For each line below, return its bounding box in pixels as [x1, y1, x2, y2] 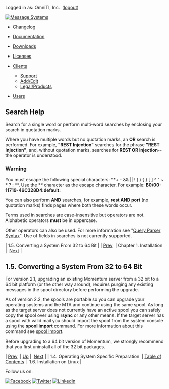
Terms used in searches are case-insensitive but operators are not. [5, 212, 145, 218]
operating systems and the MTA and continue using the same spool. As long [5, 301, 164, 307]
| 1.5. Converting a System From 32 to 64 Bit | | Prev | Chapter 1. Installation [5, 242, 163, 249]
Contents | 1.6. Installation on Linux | [5, 358, 82, 365]
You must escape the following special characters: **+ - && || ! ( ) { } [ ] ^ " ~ [5, 177, 164, 183]
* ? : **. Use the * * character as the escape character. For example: [5, 182, 145, 188]
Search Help [5, 108, 45, 117]
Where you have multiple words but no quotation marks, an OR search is [5, 136, 156, 142]
